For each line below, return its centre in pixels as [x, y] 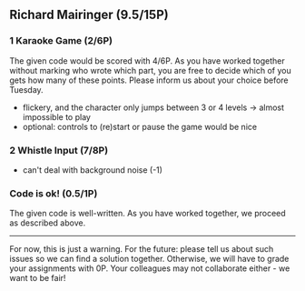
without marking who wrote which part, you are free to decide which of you [151, 70]
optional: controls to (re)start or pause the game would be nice [139, 126]
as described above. [48, 223]
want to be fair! [38, 278]
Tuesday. [26, 89]
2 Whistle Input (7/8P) [59, 150]
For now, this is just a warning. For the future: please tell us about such [142, 249]
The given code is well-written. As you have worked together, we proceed [148, 214]
